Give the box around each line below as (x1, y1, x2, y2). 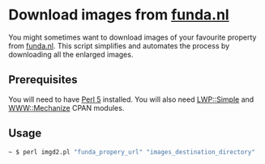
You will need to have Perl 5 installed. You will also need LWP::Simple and (8, 95, 254, 104)
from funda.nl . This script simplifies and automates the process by (8, 40, 230, 50)
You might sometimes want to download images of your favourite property (8, 32, 257, 42)
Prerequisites (8, 73, 78, 86)
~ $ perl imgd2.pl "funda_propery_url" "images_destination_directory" (8, 148, 255, 156)
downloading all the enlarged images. (8, 49, 134, 59)
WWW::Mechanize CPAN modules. (8, 103, 125, 112)
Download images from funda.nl (8, 6, 229, 24)
